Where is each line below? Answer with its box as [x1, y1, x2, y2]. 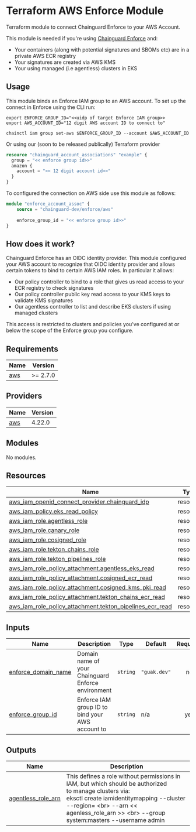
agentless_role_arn [9, 795, 61, 803]
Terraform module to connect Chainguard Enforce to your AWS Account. [6, 23, 181, 30]
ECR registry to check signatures [14, 285, 94, 292]
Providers [6, 391, 43, 401]
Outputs [6, 745, 37, 755]
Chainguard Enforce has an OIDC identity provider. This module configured [6, 255, 187, 262]
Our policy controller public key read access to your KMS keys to [14, 291, 171, 298]
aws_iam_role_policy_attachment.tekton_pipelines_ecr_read [9, 602, 172, 611]
